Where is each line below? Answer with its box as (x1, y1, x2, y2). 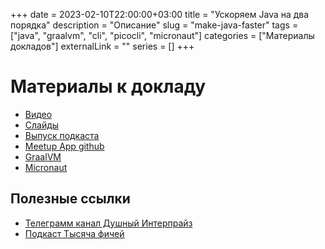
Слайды (24, 119, 60, 131)
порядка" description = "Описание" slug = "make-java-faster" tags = (10, 19, 299, 31)
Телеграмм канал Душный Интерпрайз (24, 217, 193, 229)
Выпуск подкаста (24, 129, 100, 141)
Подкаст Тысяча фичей (24, 227, 125, 239)
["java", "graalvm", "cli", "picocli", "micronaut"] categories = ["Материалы (10, 30, 315, 41)
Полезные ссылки (10, 190, 131, 208)
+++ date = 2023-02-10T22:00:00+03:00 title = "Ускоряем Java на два (10, 9, 310, 20)
